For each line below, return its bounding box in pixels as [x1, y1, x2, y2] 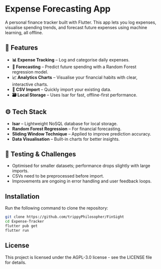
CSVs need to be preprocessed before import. [12, 173, 104, 179]
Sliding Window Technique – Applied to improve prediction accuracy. [12, 131, 151, 136]
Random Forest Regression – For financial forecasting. [12, 126, 122, 132]
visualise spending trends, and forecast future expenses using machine [5, 24, 147, 30]
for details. [5, 259, 27, 265]
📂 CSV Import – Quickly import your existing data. [12, 86, 112, 92]
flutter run [5, 228, 29, 233]
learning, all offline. [5, 30, 44, 35]
